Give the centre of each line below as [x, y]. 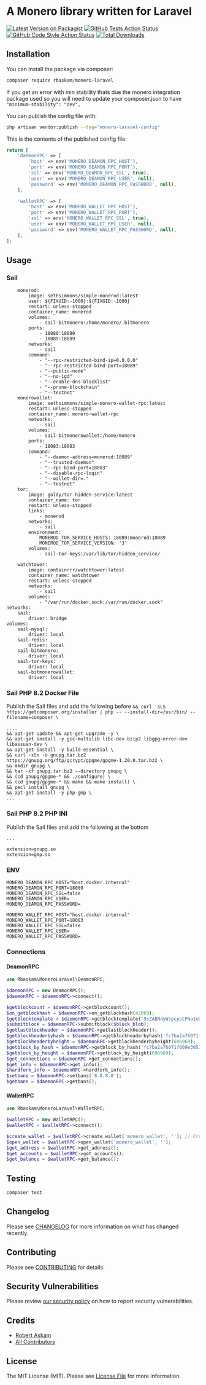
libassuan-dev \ [27, 745]
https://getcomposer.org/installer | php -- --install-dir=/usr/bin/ [97, 712]
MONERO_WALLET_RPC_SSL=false [44, 926]
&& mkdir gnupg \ [29, 766]
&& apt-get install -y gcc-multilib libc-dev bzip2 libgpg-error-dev [97, 739]
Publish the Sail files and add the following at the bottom [78, 827]
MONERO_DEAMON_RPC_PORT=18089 [45, 888]
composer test [25, 1193]
